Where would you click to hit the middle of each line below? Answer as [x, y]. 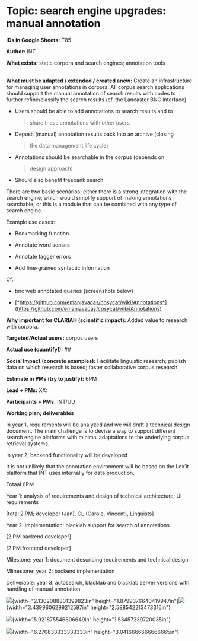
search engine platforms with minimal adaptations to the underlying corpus [98, 437]
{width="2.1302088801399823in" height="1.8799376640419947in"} [95, 601]
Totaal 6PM [20, 484]
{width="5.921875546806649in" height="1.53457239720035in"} [92, 619]
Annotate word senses [42, 245]
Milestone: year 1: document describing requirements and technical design [97, 559]
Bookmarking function [42, 233]
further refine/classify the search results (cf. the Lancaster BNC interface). [97, 100]
